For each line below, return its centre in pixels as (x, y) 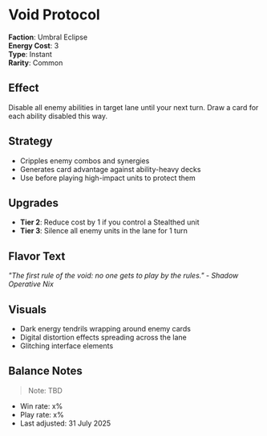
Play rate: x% (42, 414)
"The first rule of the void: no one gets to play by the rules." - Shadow (123, 276)
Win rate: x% (41, 406)
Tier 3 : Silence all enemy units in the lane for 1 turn (104, 231)
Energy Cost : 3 (34, 45)
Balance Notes (45, 371)
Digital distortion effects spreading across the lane (103, 337)
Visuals (27, 309)
